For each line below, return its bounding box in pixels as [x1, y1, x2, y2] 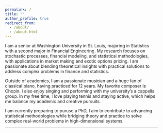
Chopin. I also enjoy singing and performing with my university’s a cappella [5, 88, 155, 94]
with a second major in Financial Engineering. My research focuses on [5, 48, 146, 54]
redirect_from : [5, 20, 36, 26]
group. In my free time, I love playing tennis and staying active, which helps [5, 93, 156, 99]
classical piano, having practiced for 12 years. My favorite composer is [5, 83, 147, 89]
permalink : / [5, 7, 32, 12]
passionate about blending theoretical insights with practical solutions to [5, 63, 150, 69]
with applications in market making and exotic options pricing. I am [5, 59, 139, 64]
